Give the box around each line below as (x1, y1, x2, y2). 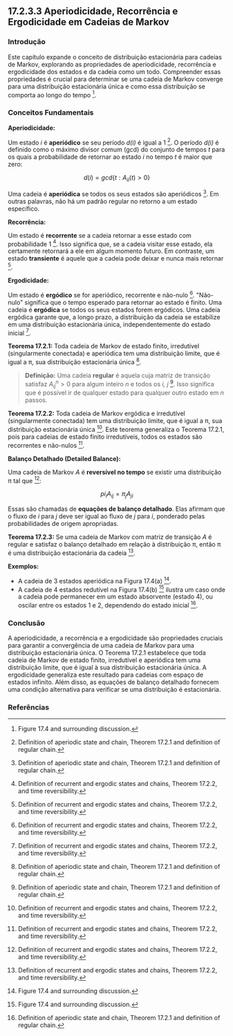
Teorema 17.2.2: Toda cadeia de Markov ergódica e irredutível (8, 409, 185, 417)
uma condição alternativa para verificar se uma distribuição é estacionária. (8, 686, 221, 694)
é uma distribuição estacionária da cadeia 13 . (8, 547, 136, 557)
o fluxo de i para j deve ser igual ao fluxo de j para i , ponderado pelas (8, 512, 205, 520)
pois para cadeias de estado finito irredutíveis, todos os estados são (8, 433, 203, 441)
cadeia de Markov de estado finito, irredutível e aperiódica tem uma (8, 656, 201, 664)
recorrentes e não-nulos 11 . (8, 440, 85, 449)
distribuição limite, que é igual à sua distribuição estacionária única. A (8, 663, 207, 672)
